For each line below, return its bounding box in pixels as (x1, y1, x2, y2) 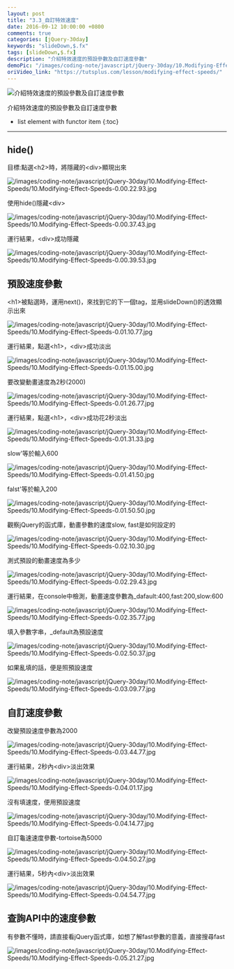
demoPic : (7, 62, 33, 69)
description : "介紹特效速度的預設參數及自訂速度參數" (7, 56, 148, 63)
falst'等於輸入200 (7, 485, 58, 493)
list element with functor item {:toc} (17, 117, 119, 125)
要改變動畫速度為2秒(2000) (7, 378, 86, 387)
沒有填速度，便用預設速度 (7, 798, 81, 806)
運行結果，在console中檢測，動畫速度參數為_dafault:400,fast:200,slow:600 (7, 592, 224, 600)
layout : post (7, 10, 45, 17)
